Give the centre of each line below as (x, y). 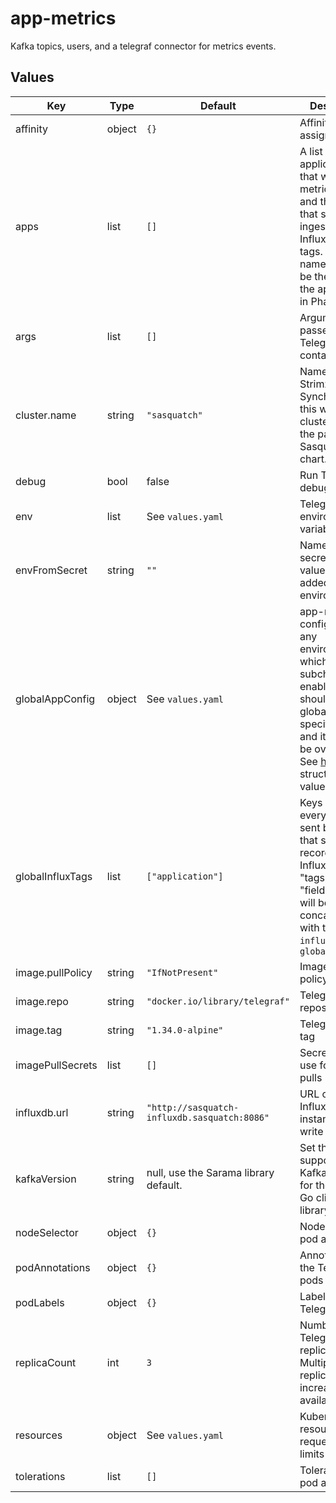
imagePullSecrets (56, 1065)
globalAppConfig (55, 699)
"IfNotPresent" (182, 972)
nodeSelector (47, 1232)
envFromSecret (51, 570)
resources (39, 1435)
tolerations (40, 1476)
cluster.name (46, 415)
